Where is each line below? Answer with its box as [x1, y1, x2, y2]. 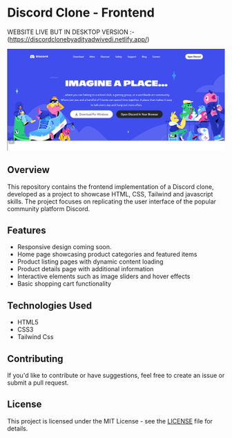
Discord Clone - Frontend [7, 5, 155, 21]
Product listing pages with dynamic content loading [17, 257, 164, 266]
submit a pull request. [7, 378, 69, 387]
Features [7, 224, 46, 236]
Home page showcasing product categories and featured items [17, 250, 197, 259]
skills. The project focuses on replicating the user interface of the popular [7, 197, 216, 206]
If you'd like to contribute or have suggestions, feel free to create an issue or [7, 371, 225, 379]
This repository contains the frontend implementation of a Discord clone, [7, 182, 214, 191]
